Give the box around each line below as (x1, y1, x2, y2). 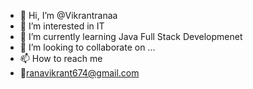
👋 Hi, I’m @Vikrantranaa (19, 10, 118, 21)
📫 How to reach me (19, 53, 103, 64)
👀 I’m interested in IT (19, 20, 105, 32)
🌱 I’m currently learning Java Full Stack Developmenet (19, 31, 243, 42)
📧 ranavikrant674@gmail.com (19, 67, 140, 79)
